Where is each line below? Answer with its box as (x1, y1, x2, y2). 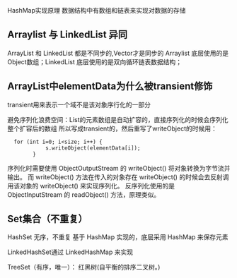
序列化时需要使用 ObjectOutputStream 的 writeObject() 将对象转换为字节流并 (7, 164, 231, 172)
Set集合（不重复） (7, 213, 88, 225)
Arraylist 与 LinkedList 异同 (7, 29, 128, 41)
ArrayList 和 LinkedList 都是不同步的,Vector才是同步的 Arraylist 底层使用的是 (7, 49, 229, 57)
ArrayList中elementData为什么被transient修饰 (7, 80, 213, 92)
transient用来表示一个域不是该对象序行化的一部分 (7, 100, 151, 109)
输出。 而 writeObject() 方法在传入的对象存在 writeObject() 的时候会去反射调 (7, 172, 229, 181)
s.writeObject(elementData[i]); (45, 144, 141, 152)
